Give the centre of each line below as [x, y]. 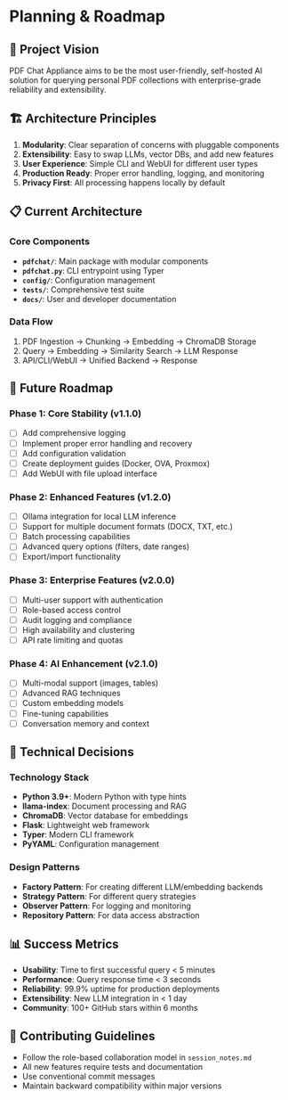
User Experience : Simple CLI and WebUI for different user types [140, 163]
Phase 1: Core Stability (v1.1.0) [76, 414]
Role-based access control [72, 610]
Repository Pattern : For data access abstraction [111, 915]
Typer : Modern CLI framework [78, 834]
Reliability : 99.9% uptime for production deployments [121, 989]
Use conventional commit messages [88, 1077]
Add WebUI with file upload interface [90, 473]
